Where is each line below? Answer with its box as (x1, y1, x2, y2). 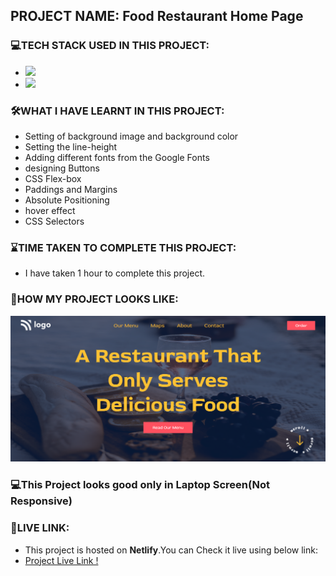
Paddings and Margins (24, 183, 118, 195)
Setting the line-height (24, 140, 118, 153)
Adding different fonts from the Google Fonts (24, 151, 210, 163)
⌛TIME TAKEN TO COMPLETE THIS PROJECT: (10, 240, 237, 254)
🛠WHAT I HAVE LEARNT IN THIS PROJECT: (10, 104, 225, 118)
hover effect (24, 204, 76, 216)
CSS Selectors (24, 215, 85, 227)
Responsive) (10, 494, 73, 508)
